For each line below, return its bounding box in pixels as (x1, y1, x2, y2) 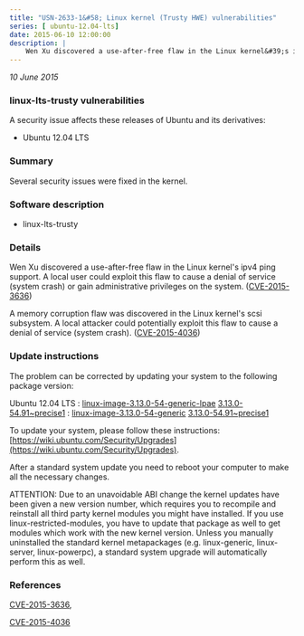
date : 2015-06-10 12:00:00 (9, 30, 111, 39)
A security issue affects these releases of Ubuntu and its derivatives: (9, 115, 266, 126)
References (9, 578, 62, 591)
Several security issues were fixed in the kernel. (9, 176, 188, 186)
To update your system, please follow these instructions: (9, 424, 220, 435)
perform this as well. (9, 555, 86, 566)
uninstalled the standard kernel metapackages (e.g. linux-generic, (9, 536, 255, 547)
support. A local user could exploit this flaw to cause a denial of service (9, 271, 276, 282)
